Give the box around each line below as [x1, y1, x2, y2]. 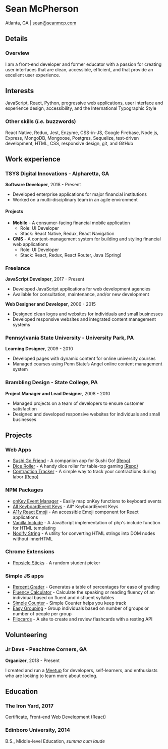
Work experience [5, 155, 61, 163]
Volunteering [5, 631, 47, 639]
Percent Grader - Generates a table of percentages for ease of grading [12, 584, 160, 590]
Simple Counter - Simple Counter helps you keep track [12, 600, 127, 606]
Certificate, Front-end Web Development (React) [5, 714, 106, 720]
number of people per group [12, 611, 72, 617]
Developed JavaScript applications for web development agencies [12, 285, 151, 292]
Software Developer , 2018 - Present [5, 182, 81, 188]
